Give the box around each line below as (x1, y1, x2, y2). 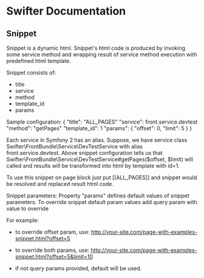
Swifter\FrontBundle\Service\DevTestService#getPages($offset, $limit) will (6, 156, 193, 163)
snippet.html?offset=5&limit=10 (15, 253, 93, 260)
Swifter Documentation (6, 4, 126, 18)
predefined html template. (6, 58, 71, 64)
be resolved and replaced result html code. (6, 180, 114, 187)
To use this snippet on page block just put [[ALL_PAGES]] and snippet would (6, 174, 197, 181)
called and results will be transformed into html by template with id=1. (6, 162, 180, 169)
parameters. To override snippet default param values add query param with (6, 199, 197, 205)
